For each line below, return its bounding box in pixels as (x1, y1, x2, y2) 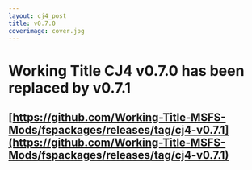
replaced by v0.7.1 (8, 78, 132, 97)
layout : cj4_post (8, 11, 67, 20)
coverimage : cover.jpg (8, 27, 85, 35)
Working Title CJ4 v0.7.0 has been (8, 61, 245, 80)
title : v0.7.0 (8, 19, 57, 27)
